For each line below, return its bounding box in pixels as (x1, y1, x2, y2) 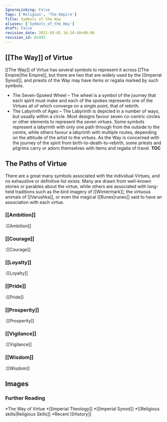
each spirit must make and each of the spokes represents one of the (12, 98, 153, 104)
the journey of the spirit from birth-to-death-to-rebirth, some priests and (12, 140, 162, 146)
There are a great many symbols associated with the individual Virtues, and (5, 173, 160, 179)
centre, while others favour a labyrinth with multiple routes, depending (12, 129, 157, 135)
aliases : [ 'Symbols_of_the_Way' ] (5, 21, 75, 26)
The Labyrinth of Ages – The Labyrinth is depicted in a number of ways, (12, 108, 160, 114)
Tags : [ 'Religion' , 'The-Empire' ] (5, 12, 77, 17)
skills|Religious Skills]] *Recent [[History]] (5, 411, 92, 417)
